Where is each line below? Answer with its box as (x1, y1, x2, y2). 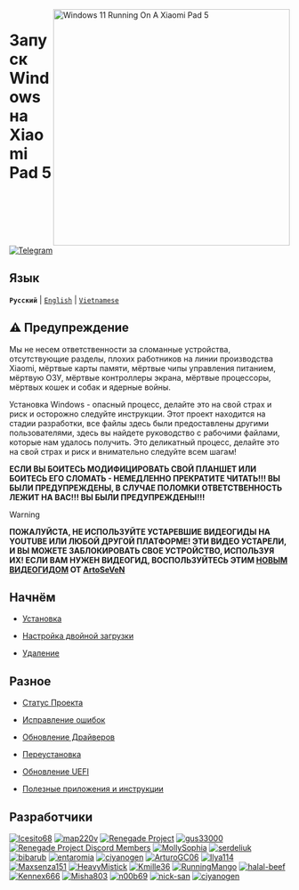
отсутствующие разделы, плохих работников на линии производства (9, 353, 274, 364)
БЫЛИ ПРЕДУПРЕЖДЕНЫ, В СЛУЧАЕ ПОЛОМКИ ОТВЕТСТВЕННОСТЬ (9, 482, 283, 493)
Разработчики (9, 809, 93, 824)
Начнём (9, 590, 56, 605)
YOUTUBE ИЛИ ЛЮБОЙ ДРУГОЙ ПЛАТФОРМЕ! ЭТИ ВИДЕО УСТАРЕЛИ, (9, 536, 287, 546)
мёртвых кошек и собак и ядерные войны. (9, 382, 172, 392)
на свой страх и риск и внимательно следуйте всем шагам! (9, 446, 238, 457)
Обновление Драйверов (21, 732, 116, 742)
